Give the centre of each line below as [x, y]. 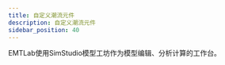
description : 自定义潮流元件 [52, 23]
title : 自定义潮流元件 [42, 15]
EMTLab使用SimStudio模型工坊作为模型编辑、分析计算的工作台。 [115, 53]
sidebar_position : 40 [44, 30]
